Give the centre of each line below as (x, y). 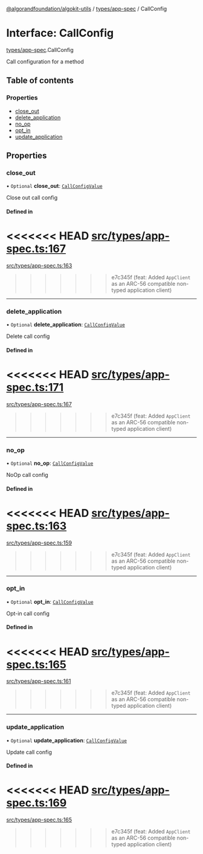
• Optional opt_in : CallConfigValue (50, 601)
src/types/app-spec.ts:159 (39, 543)
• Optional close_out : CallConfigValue (54, 186)
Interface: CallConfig (60, 33)
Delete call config (28, 336)
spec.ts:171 (35, 387)
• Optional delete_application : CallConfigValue (66, 325)
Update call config (29, 752)
